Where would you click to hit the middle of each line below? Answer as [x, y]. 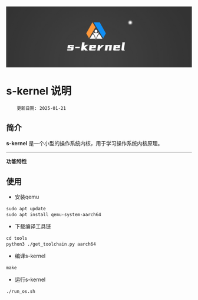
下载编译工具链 [33, 226]
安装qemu [27, 197]
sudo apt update [26, 209]
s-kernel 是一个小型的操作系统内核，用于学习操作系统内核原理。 [85, 143]
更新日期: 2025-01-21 [42, 108]
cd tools [17, 239]
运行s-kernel [30, 280]
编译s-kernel [30, 256]
